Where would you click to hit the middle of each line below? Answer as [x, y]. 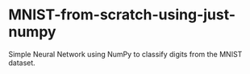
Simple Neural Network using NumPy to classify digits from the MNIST [125, 54]
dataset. [22, 63]
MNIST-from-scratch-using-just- [122, 15]
